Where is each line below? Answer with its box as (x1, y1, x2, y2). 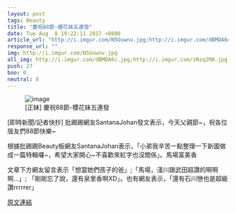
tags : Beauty (7, 17, 46, 24)
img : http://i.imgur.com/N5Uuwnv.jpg (7, 50, 118, 57)
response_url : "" (7, 43, 58, 50)
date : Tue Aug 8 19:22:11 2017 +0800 (7, 30, 121, 37)
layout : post (7, 10, 46, 18)
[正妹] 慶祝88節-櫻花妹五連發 (25, 103, 110, 112)
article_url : (7, 37, 46, 44)
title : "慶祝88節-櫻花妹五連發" (7, 23, 93, 30)
